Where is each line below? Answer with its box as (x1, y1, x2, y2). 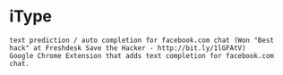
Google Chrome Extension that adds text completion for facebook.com (9, 51, 275, 60)
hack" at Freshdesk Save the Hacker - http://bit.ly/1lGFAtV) (9, 43, 246, 53)
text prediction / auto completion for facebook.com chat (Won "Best (9, 36, 275, 45)
